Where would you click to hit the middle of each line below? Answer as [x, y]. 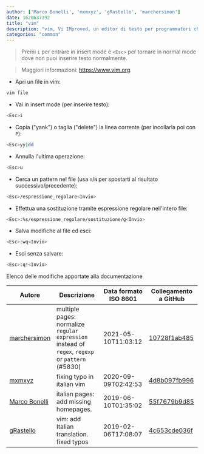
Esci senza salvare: [39, 254]
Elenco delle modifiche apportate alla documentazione [74, 276]
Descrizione [77, 295]
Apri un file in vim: [38, 82]
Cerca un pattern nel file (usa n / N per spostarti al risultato [87, 179]
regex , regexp [75, 351]
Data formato [123, 291]
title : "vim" [23, 23]
